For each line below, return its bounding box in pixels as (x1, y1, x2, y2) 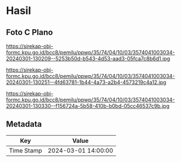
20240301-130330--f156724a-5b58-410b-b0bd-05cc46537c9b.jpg (6, 103, 170, 109)
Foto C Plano (6, 27, 53, 37)
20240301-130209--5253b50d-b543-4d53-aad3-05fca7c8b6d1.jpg (6, 55, 170, 62)
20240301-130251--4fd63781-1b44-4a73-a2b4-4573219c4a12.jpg (6, 79, 166, 86)
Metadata (6, 119, 42, 129)
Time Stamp (9, 146, 43, 154)
